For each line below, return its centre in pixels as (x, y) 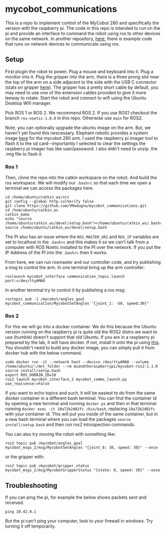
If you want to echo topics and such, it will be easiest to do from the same (80, 393)
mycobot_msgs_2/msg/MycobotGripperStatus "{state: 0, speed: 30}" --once (83, 470)
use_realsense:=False (27, 384)
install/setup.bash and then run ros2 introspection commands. (70, 424)
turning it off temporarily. (30, 526)
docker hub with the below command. (44, 353)
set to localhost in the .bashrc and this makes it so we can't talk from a (77, 242)
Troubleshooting (31, 485)
